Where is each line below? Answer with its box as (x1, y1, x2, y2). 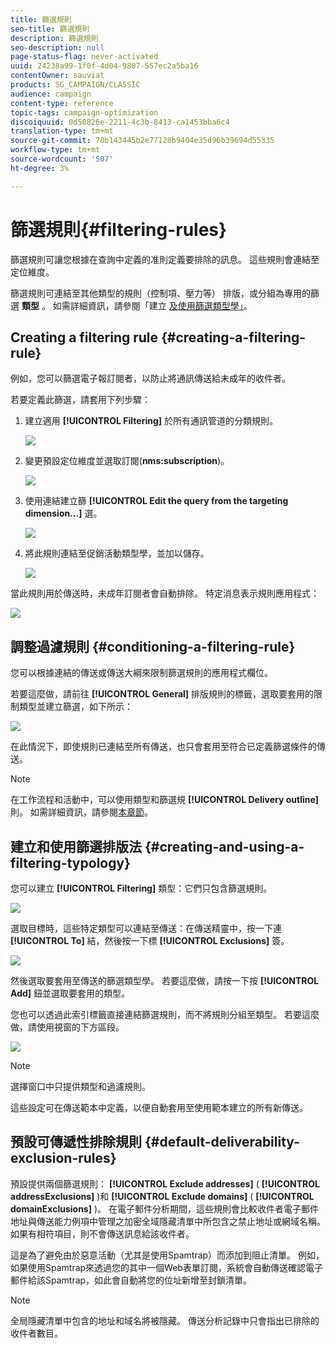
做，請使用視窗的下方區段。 (10, 1021, 125, 1033)
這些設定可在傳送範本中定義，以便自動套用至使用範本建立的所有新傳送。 (10, 1102, 308, 1113)
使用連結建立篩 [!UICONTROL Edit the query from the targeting (24, 495, 289, 507)
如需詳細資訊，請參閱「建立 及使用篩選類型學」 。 (52, 299, 253, 311)
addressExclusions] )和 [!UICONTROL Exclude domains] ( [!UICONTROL (10, 1190, 315, 1202)
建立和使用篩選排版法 (10, 838, 142, 855)
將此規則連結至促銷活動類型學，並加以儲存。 (24, 547, 210, 560)
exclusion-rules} (10, 1150, 117, 1167)
